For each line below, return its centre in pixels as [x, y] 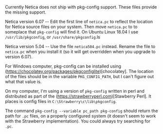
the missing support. [26, 12]
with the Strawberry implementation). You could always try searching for [78, 121]
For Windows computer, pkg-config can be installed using [63, 66]
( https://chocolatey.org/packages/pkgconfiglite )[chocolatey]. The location [79, 71]
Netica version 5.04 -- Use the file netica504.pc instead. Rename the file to [80, 46]
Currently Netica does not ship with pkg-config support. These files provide [81, 7]
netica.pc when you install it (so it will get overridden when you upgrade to [80, 51]
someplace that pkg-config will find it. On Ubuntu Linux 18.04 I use [72, 32]
